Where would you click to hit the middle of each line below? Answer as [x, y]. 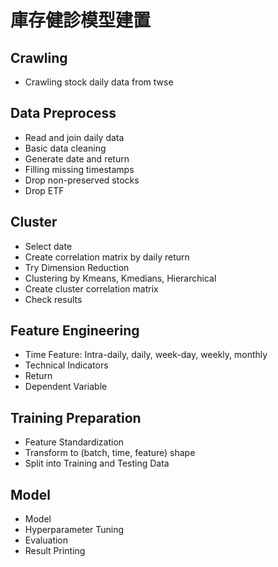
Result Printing [55, 551]
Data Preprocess [63, 113]
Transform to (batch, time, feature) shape [110, 453]
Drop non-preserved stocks [82, 180]
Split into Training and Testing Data [97, 463]
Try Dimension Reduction [77, 267]
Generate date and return [77, 158]
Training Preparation [76, 417]
